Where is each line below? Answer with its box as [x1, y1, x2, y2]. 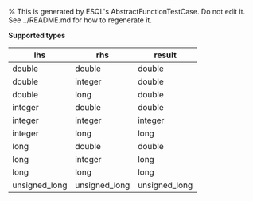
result [154, 49, 177, 61]
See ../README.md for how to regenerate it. [8, 15, 153, 25]
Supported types [8, 31, 66, 40]
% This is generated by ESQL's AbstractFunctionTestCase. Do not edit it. [8, 7, 246, 16]
